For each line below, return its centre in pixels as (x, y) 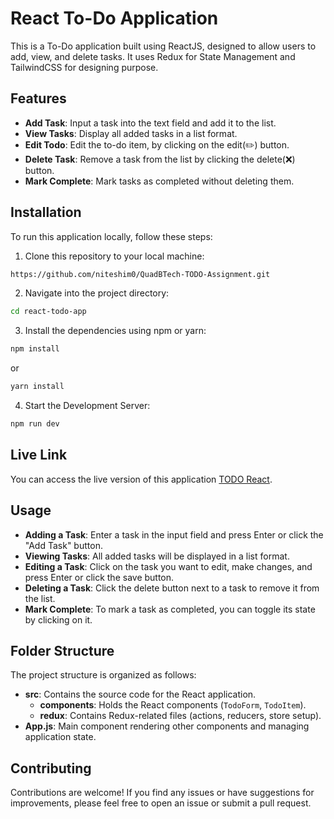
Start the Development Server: (87, 406)
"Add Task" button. (63, 545)
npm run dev (35, 424)
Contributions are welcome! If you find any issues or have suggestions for (162, 793)
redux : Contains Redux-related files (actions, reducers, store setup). (180, 716)
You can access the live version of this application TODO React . (141, 479)
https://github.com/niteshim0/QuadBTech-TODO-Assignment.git (140, 274)
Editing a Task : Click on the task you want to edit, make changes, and (168, 566)
